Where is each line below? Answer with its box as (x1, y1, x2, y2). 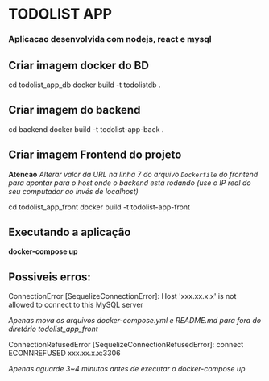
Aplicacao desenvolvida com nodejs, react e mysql (8, 34, 212, 45)
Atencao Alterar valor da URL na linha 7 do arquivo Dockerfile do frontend (8, 169, 259, 179)
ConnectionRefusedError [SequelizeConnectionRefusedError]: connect (8, 340, 244, 350)
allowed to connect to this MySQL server (8, 300, 143, 310)
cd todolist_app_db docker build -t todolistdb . (8, 80, 161, 89)
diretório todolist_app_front (8, 324, 98, 334)
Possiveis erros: (8, 270, 91, 284)
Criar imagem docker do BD (8, 58, 149, 72)
